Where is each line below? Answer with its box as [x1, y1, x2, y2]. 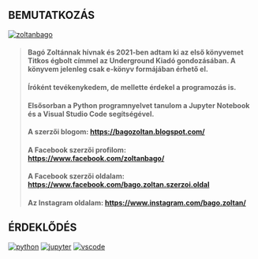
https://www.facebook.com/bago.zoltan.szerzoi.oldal [27, 180, 210, 190]
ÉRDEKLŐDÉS [8, 221, 77, 235]
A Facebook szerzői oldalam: [27, 171, 125, 181]
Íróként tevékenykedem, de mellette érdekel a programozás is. [27, 83, 237, 92]
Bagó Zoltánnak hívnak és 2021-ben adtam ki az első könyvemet [27, 47, 244, 57]
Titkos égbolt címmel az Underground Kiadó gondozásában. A [27, 56, 237, 66]
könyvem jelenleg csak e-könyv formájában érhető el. [27, 65, 209, 74]
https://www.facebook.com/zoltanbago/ [27, 153, 165, 163]
